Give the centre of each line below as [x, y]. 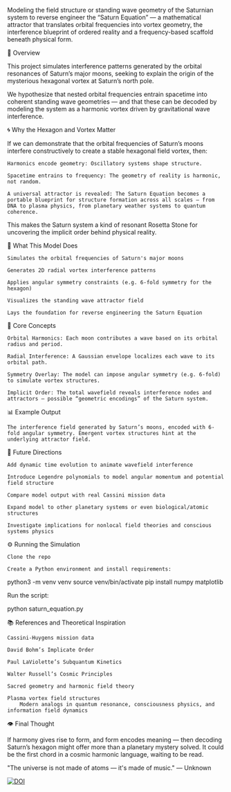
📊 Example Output [34, 412]
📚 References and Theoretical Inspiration [66, 623]
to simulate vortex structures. [54, 380]
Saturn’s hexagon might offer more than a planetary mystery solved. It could [115, 747]
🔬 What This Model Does [43, 246]
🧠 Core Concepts [32, 325]
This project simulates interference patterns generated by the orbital [104, 66]
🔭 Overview [24, 53]
